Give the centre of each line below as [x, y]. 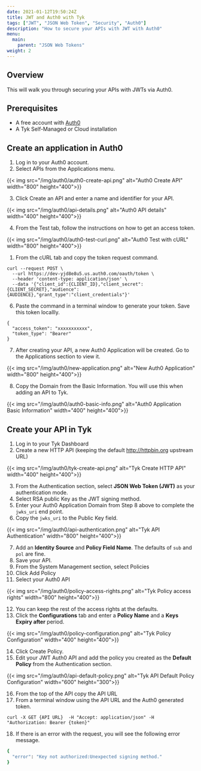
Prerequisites [32, 108]
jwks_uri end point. [39, 511]
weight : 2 [19, 51]
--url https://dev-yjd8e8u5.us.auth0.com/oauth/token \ [83, 274]
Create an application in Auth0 [65, 148]
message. [28, 740]
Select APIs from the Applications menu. [65, 169]
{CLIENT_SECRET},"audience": [43, 290]
